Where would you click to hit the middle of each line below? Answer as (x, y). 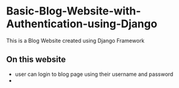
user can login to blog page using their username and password (94, 74)
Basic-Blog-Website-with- (74, 11)
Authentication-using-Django (82, 24)
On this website (36, 59)
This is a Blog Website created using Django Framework (75, 40)
